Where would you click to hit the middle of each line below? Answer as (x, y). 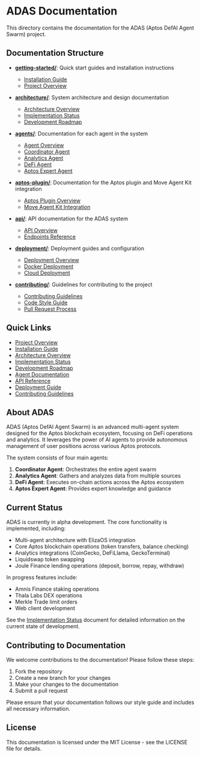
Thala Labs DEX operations (49, 596)
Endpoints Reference (50, 237)
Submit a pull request (41, 690)
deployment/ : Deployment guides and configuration (79, 248)
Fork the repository (39, 671)
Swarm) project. (26, 34)
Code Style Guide (46, 302)
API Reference (33, 381)
